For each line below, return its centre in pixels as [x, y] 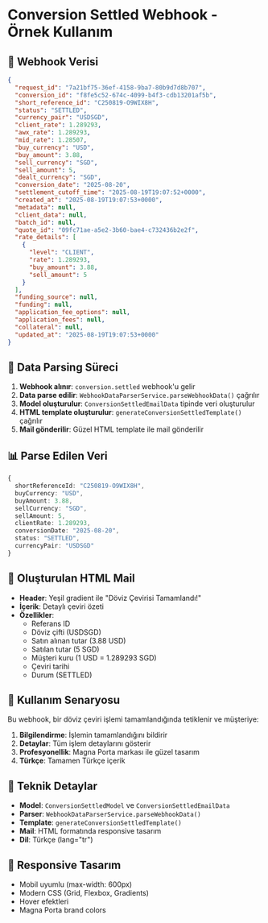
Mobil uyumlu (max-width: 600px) [76, 884]
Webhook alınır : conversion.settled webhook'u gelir [107, 387]
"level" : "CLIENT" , [61, 252]
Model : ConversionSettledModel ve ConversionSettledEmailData [124, 805]
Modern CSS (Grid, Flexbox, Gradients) [84, 893]
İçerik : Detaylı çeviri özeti [61, 606]
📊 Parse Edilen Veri [58, 455]
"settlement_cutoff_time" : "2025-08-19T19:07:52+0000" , [110, 192]
